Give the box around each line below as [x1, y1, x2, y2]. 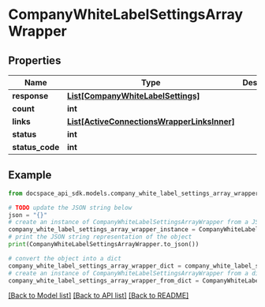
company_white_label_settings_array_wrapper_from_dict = [8, 276, 200, 285]
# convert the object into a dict [8, 254, 122, 262]
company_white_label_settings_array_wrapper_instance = [8, 226, 196, 234]
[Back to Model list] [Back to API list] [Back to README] [8, 290, 189, 301]
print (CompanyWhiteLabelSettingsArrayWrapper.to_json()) [8, 241, 200, 249]
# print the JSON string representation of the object [8, 233, 192, 241]
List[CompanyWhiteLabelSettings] [66, 91, 200, 101]
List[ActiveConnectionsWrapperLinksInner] [66, 116, 235, 127]
